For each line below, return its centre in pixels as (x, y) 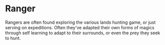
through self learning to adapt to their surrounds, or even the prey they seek (83, 33)
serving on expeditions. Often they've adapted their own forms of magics (80, 27)
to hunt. (13, 38)
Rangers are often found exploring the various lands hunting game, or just (81, 22)
